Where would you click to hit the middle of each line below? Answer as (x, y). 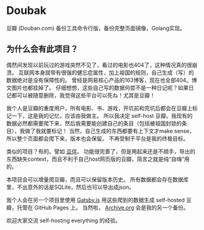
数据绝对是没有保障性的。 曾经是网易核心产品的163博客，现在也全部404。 (99, 80)
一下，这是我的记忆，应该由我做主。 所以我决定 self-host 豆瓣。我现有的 (102, 115)
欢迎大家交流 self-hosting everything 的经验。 (64, 220)
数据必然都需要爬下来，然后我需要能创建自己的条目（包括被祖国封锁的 (94, 123)
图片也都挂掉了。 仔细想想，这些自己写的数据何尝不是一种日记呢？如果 (100, 87)
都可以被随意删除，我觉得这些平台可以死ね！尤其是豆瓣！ (83, 95)
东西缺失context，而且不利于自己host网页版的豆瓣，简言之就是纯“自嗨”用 (98, 159)
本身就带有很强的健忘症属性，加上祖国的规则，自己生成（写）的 (114, 72)
